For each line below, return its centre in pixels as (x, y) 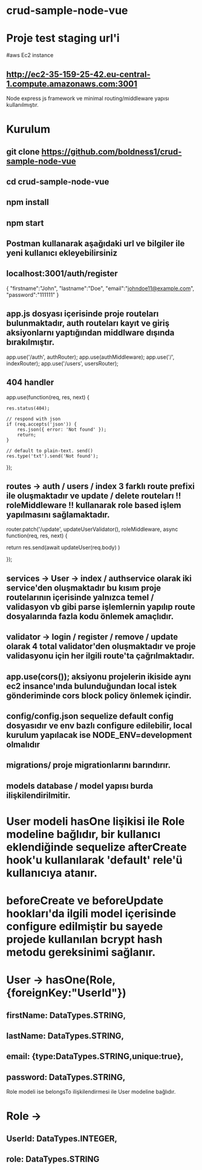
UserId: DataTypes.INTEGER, (62, 1138)
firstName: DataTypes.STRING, (66, 1015)
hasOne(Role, (81, 980)
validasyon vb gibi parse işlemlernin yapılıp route (101, 607)
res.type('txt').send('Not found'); (52, 456)
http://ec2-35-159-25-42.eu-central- (78, 74)
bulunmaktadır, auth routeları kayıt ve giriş (88, 323)
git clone (23, 151)
